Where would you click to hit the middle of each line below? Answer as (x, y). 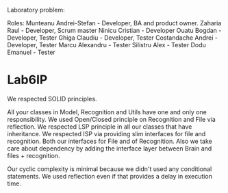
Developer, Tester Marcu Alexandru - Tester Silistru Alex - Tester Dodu (107, 45)
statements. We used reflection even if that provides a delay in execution (110, 176)
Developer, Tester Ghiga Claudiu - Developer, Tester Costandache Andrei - (112, 38)
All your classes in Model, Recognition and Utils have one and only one (107, 112)
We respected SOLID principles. (52, 99)
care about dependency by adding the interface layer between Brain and (110, 148)
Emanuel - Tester (31, 52)
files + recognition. (34, 155)
